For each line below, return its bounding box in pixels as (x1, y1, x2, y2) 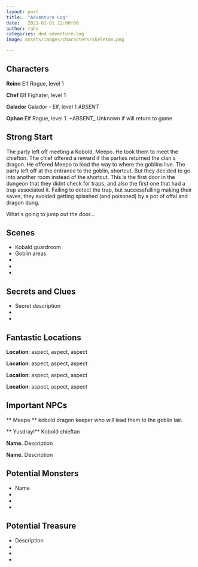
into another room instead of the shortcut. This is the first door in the (6, 173, 175, 180)
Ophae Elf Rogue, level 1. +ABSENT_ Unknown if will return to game (6, 114, 172, 122)
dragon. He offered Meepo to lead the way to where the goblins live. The (6, 160, 185, 168)
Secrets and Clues (6, 286, 76, 296)
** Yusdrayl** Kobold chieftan (6, 427, 80, 435)
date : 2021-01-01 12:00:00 (6, 20, 79, 26)
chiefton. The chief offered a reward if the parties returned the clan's (6, 154, 176, 162)
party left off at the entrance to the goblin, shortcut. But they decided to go (6, 167, 191, 174)
